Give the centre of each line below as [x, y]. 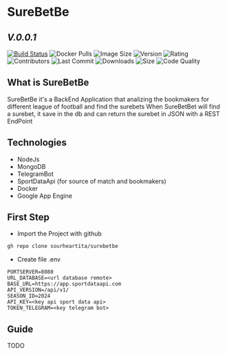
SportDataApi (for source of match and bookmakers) [91, 181]
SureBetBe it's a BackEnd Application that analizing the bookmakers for [108, 99]
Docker [28, 188]
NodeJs [28, 159]
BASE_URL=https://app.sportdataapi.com [64, 284]
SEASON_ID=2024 [29, 296]
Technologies [37, 142]
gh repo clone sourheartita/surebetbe [63, 247]
